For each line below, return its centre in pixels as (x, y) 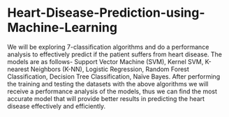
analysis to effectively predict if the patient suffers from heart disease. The (114, 54)
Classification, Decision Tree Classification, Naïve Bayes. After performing (114, 76)
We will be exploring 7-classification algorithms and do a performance (108, 47)
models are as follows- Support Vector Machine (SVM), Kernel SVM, (105, 61)
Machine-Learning (62, 28)
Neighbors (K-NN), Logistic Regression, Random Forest (110, 69)
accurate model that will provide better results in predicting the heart (106, 98)
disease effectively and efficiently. (57, 106)
